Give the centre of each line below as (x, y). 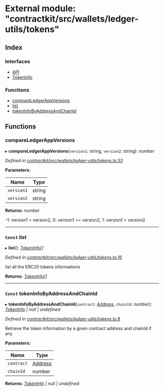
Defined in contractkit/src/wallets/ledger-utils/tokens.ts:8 (63, 319)
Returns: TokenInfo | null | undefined (42, 384)
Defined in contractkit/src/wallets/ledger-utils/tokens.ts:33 (64, 160)
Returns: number (22, 210)
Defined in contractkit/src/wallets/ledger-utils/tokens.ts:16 (63, 257)
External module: (41, 9)
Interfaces (18, 61)
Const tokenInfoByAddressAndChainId (51, 293)
